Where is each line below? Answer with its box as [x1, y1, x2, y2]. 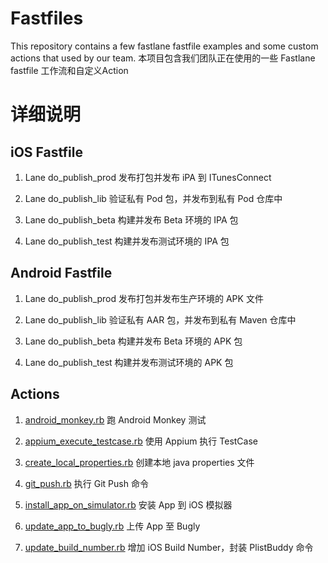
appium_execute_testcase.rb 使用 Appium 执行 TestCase [24, 435, 259, 447]
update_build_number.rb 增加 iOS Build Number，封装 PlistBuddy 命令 [24, 541, 314, 553]
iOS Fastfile [10, 143, 83, 161]
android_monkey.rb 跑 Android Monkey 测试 [24, 413, 207, 426]
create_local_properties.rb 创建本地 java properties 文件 [24, 456, 255, 468]
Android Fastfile [10, 265, 113, 282]
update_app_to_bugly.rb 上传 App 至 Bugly [24, 520, 201, 532]
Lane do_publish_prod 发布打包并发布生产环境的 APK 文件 [24, 292, 264, 304]
